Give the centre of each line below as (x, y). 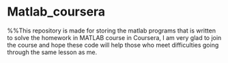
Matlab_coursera (56, 12)
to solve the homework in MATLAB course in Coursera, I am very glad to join (114, 37)
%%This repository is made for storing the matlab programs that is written (112, 30)
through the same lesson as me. (52, 52)
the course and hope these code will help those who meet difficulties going (113, 45)
